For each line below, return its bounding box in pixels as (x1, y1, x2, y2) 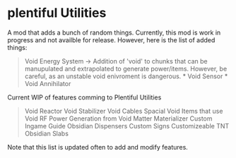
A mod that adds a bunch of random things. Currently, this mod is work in (7, 28, 221, 37)
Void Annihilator (24, 79, 71, 87)
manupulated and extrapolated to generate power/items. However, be (24, 64, 228, 73)
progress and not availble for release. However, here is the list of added (7, 35, 216, 44)
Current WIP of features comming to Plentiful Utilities (7, 93, 162, 102)
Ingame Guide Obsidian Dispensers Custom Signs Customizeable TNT (24, 121, 230, 130)
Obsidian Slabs (24, 129, 69, 138)
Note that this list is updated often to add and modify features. (7, 142, 189, 151)
